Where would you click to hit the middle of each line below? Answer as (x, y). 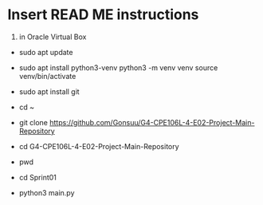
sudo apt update (46, 52)
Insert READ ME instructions (103, 15)
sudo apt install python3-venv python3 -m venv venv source (118, 67)
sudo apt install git (49, 91)
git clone (33, 122)
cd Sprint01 (38, 177)
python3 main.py (47, 192)
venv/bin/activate (47, 76)
